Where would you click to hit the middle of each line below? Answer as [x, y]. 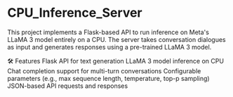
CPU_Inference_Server [75, 13]
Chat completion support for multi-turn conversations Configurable [104, 70]
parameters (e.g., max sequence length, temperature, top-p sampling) [108, 78]
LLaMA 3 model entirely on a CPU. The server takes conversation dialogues [116, 39]
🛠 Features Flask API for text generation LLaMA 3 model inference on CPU [116, 61]
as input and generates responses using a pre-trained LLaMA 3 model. [109, 47]
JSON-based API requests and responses [68, 86]
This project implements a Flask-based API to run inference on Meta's [108, 32]
